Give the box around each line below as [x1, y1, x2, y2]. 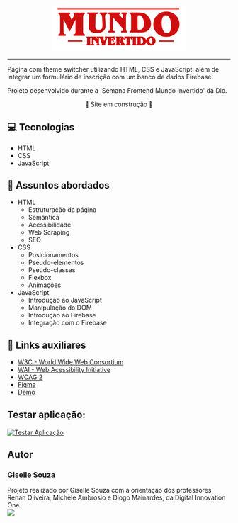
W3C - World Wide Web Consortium [17, 358, 124, 366]
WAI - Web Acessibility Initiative [17, 366, 111, 374]
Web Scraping [28, 228, 70, 237]
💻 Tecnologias [7, 121, 75, 133]
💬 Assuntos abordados [7, 179, 110, 191]
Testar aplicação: [7, 408, 86, 420]
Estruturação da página [28, 206, 97, 214]
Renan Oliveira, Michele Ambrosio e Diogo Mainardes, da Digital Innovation [7, 493, 226, 502]
